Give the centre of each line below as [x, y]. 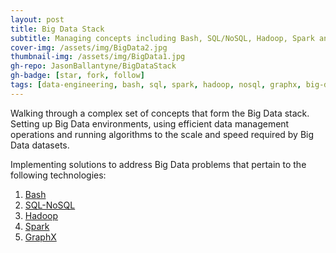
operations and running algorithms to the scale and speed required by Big [162, 134]
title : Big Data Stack [57, 29]
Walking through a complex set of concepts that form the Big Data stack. [160, 113]
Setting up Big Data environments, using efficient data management [150, 123]
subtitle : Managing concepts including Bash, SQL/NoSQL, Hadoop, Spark [162, 38]
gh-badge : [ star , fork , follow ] [77, 76]
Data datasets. [40, 145]
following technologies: [58, 175]
